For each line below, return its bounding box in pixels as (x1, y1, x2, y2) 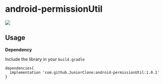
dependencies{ (5, 65, 34, 71)
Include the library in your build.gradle (5, 56, 85, 62)
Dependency (5, 47, 32, 53)
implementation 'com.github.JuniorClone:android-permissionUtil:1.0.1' (9, 70, 160, 75)
